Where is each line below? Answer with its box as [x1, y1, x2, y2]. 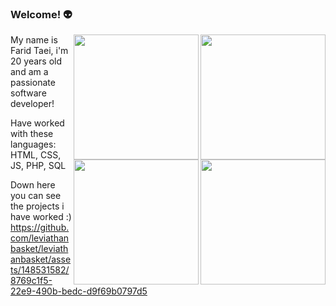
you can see [10, 190, 62, 202]
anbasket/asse [10, 253, 72, 266]
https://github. [10, 222, 70, 234]
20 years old [10, 55, 63, 67]
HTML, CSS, [10, 149, 62, 161]
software [10, 87, 47, 99]
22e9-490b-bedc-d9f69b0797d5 [10, 285, 148, 297]
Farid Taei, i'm [10, 45, 69, 57]
